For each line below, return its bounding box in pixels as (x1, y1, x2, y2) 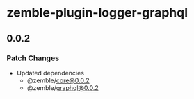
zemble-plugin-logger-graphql (6, 5, 188, 21)
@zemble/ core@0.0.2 (26, 76, 90, 84)
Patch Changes (6, 53, 60, 63)
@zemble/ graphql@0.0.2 (26, 83, 99, 91)
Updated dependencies (16, 69, 85, 77)
